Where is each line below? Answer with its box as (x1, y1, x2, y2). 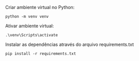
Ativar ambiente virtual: (5, 23, 54, 29)
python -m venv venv (5, 14, 49, 19)
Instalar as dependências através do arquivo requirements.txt (5, 41, 134, 47)
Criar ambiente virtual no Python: (5, 5, 75, 10)
